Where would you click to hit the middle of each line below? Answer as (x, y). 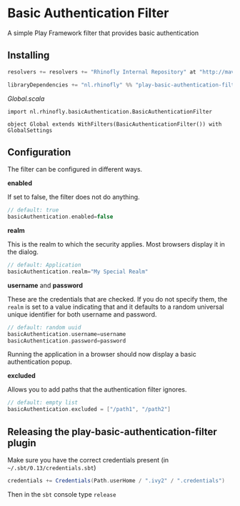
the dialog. (23, 252)
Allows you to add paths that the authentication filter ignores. (97, 390)
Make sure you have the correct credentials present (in (88, 460)
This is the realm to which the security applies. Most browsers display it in (116, 244)
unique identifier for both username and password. (82, 314)
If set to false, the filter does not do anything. (74, 197)
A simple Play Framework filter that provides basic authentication (103, 33)
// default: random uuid (44, 327)
